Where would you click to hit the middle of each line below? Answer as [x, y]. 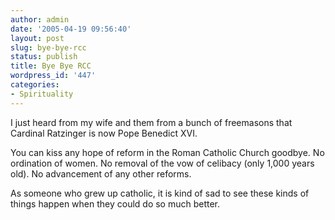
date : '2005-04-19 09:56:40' [71, 29]
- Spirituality [42, 94]
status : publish [44, 57]
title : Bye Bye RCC [51, 66]
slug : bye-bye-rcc [48, 47]
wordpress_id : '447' [53, 76]
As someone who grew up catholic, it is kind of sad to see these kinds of [160, 193]
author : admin [40, 19]
